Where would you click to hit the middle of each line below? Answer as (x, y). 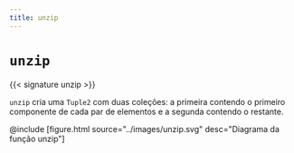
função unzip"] (37, 139)
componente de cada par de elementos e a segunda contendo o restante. (147, 111)
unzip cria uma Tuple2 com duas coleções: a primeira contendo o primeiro (147, 101)
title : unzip (34, 18)
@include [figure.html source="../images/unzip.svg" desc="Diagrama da (145, 129)
